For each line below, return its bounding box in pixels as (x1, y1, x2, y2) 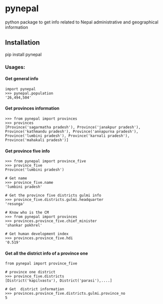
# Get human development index (5, 232, 69, 237)
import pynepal (5, 87, 36, 91)
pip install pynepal (5, 51, 42, 57)
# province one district (5, 270, 56, 275)
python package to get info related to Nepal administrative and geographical (5, 19, 159, 25)
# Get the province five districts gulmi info (5, 193, 102, 198)
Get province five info (5, 148, 50, 154)
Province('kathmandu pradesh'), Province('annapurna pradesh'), (5, 129, 139, 134)
